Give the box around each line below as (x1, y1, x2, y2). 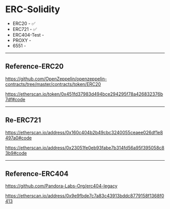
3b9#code (5, 150, 27, 156)
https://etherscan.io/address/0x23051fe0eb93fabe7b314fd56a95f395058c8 (5, 144, 164, 151)
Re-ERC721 (5, 116, 41, 125)
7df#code (5, 96, 25, 102)
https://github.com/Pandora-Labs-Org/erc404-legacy (5, 183, 118, 189)
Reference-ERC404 (5, 169, 69, 178)
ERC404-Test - (12, 32, 45, 38)
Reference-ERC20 (5, 62, 64, 71)
